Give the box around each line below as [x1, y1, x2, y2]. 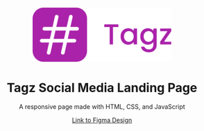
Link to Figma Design [71, 116, 133, 125]
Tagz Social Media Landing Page [6, 80, 198, 96]
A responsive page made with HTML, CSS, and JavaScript [19, 103, 185, 111]
